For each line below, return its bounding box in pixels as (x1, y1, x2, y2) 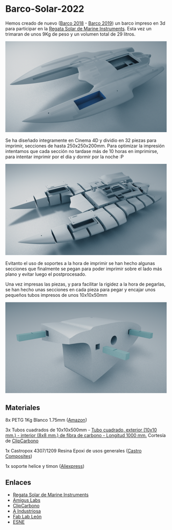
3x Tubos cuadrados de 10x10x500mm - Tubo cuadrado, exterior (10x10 (5, 427, 157, 433)
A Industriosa (12, 508, 41, 514)
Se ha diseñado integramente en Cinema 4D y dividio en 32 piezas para (5, 137, 157, 144)
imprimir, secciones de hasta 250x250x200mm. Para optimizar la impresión (5, 143, 165, 149)
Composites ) (5, 453, 32, 460)
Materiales (5, 403, 40, 412)
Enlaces (5, 478, 32, 487)
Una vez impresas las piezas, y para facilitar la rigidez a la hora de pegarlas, (5, 281, 166, 287)
